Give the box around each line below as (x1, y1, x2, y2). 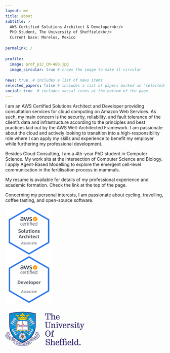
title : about (5, 13, 33, 19)
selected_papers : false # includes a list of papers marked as (5, 83, 142, 88)
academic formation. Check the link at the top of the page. (5, 182, 127, 188)
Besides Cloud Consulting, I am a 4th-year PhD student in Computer (5, 150, 148, 157)
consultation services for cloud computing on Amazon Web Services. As (5, 108, 156, 114)
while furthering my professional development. (5, 140, 103, 147)
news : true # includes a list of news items (5, 78, 103, 83)
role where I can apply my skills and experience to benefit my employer (5, 135, 154, 142)
